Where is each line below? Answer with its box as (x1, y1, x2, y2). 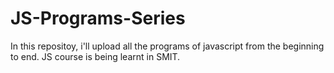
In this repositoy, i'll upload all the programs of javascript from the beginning (10, 40, 325, 52)
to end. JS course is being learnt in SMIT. (10, 50, 181, 62)
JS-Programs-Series (10, 7, 186, 30)
